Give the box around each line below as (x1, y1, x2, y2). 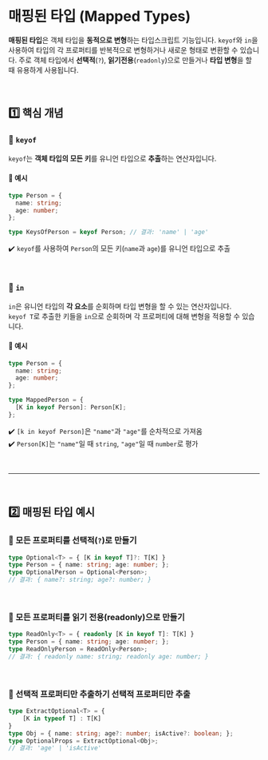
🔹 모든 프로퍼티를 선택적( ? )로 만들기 (8, 535, 137, 546)
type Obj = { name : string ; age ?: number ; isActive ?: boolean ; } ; (8, 729, 234, 738)
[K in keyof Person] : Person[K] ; (15, 404, 127, 412)
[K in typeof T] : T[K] (22, 714, 102, 722)
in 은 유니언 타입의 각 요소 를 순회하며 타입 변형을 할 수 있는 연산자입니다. (8, 301, 232, 311)
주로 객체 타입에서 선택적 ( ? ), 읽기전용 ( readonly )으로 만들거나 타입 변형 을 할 (18, 55, 253, 65)
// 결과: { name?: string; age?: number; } (8, 576, 152, 584)
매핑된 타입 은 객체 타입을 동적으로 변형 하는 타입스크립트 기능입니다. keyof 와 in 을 (8, 35, 258, 45)
